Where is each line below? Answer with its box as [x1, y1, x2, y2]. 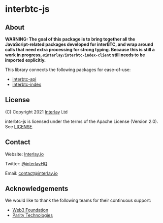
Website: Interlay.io [5, 151, 44, 157]
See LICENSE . [5, 123, 33, 129]
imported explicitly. [5, 57, 46, 63]
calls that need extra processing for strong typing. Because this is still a [5, 47, 155, 52]
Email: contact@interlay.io [5, 170, 58, 176]
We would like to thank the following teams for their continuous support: [5, 197, 151, 203]
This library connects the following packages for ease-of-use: [5, 67, 131, 73]
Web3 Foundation [12, 207, 48, 213]
